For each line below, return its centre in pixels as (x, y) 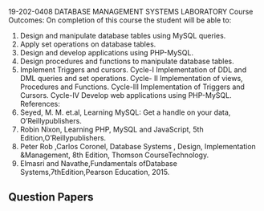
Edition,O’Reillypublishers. (63, 138)
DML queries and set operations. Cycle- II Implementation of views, (131, 78)
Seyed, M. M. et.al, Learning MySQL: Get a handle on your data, (125, 112)
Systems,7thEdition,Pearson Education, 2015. (95, 172)
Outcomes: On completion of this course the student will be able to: (120, 20)
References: (40, 104)
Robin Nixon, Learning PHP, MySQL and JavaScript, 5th (112, 129)
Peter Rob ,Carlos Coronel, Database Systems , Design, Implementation (138, 146)
